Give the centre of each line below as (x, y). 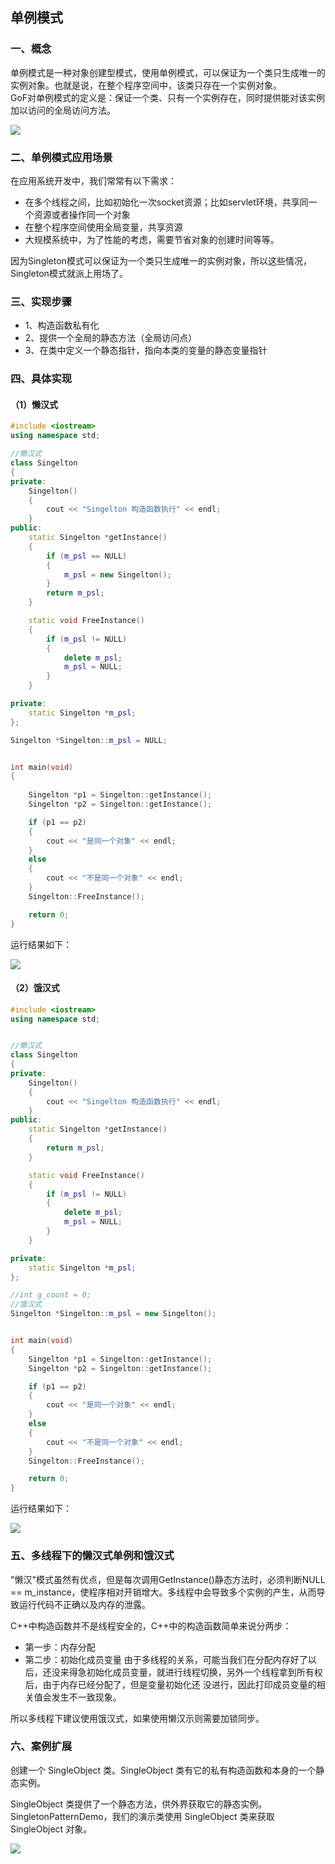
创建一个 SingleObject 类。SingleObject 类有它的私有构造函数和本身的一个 (163, 1770)
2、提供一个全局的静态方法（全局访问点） (111, 338)
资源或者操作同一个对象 (82, 214)
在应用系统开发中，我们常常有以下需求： (93, 180)
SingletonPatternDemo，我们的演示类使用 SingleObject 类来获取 (142, 1816)
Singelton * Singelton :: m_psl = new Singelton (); (113, 1314)
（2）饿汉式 (35, 988)
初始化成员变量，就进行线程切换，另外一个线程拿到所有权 (204, 1672)
